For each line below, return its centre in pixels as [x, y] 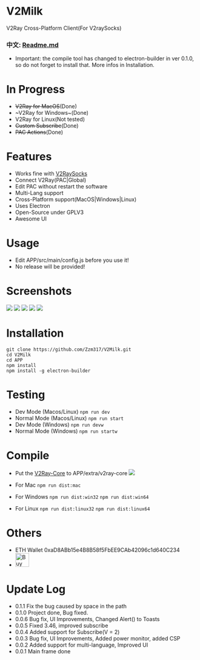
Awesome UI [31, 219]
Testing [26, 395]
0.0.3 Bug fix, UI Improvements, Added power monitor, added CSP [98, 638]
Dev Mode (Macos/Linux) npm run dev [62, 411]
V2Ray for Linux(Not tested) [50, 119]
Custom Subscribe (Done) [47, 126]
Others [24, 533]
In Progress [36, 90]
